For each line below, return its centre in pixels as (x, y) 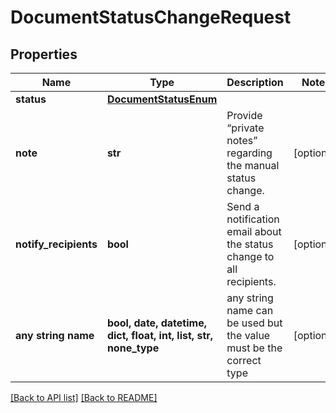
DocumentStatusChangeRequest (151, 17)
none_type (133, 348)
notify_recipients (56, 244)
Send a (243, 206)
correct (244, 360)
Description (255, 82)
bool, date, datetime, (156, 323)
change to (250, 256)
